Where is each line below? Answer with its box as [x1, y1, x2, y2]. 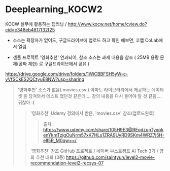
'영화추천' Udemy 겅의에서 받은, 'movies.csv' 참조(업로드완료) [30, 110, 155, 116]
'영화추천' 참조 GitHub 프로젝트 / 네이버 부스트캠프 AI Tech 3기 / [30, 148, 159, 154]
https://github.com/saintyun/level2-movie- [65, 154, 155, 160]
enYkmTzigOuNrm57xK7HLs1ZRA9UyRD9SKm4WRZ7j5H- [43, 132, 165, 138]
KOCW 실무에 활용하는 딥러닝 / [5, 21, 67, 27]
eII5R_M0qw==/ [43, 137, 77, 143]
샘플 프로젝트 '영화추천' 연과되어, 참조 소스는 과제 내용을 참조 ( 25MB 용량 [12, 54, 159, 60]
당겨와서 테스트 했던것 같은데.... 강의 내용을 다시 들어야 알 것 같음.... [28, 93, 162, 99]
